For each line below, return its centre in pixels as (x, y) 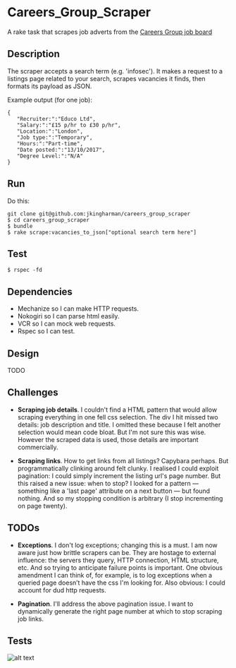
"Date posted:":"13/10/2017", (61, 150)
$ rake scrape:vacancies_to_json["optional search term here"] (102, 232)
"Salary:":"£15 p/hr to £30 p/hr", (69, 125)
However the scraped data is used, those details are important (108, 439)
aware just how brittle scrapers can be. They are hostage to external (117, 552)
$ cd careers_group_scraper (49, 220)
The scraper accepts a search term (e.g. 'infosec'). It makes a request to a (115, 71)
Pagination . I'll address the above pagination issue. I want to (105, 604)
